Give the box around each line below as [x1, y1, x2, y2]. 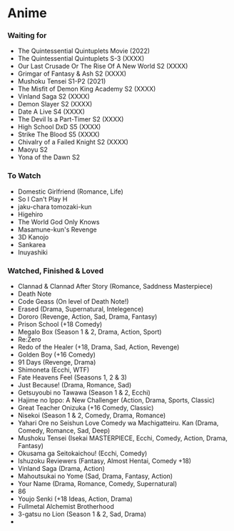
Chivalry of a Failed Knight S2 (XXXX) [17, 138, 128, 147]
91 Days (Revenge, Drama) [17, 358, 96, 367]
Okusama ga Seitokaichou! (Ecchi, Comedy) [17, 449, 148, 458]
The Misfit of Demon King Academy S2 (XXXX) [17, 84, 156, 94]
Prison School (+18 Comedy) [17, 320, 103, 329]
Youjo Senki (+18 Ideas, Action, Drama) [17, 495, 133, 503]
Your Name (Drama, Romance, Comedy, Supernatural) [17, 480, 178, 488]
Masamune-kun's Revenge [17, 225, 98, 234]
